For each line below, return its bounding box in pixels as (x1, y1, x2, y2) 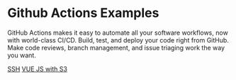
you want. (7, 51, 37, 59)
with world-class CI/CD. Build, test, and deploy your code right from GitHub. (7, 35, 229, 44)
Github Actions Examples (7, 5, 159, 21)
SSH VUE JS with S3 (7, 64, 67, 73)
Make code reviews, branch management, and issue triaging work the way (7, 43, 225, 52)
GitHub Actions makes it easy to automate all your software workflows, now (7, 28, 228, 37)
